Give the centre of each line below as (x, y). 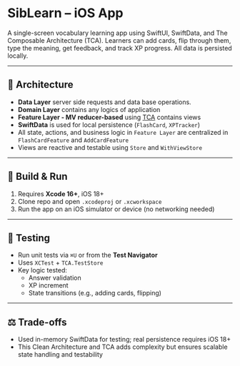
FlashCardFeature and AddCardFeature (73, 140)
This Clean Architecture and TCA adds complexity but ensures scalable (122, 347)
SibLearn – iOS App (65, 13)
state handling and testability (60, 355)
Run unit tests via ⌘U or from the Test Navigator (88, 255)
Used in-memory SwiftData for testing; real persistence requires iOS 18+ (124, 340)
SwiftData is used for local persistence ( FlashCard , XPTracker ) (109, 124)
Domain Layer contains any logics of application (89, 109)
